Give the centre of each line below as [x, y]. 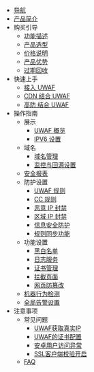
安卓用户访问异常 [58, 345]
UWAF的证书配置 [58, 337]
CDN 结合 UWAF [47, 96]
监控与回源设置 [55, 165]
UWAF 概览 [50, 130]
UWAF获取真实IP [58, 328]
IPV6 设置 [47, 139]
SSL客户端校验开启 [60, 354]
